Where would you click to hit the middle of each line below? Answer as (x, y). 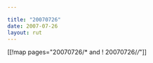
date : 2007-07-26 (33, 26)
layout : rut (25, 33)
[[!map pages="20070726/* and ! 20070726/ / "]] (77, 52)
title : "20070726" (34, 19)
